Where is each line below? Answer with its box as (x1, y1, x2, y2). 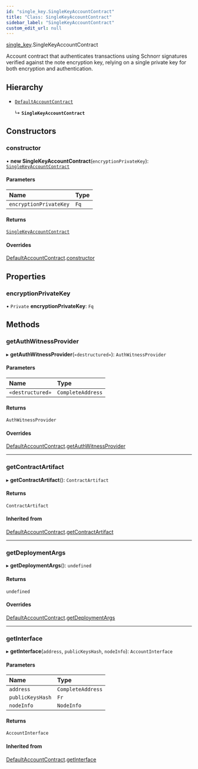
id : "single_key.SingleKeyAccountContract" (6, 8, 115, 15)
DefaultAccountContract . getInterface (6, 755, 97, 763)
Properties (6, 272, 46, 282)
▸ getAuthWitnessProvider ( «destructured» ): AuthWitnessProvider (6, 351, 167, 358)
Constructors (6, 126, 57, 136)
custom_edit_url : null (6, 25, 62, 31)
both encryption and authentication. (6, 65, 93, 72)
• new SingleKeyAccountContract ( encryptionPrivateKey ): (6, 157, 149, 164)
